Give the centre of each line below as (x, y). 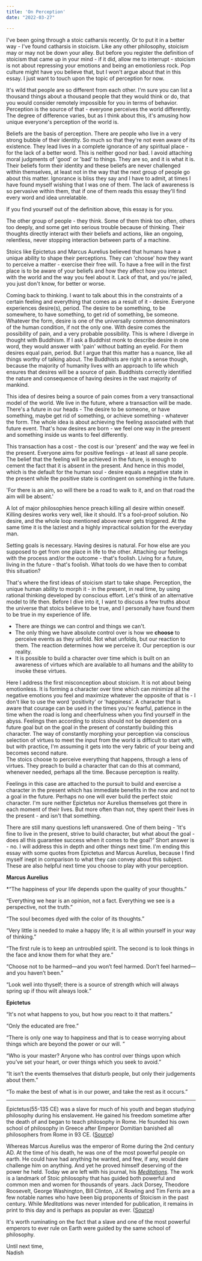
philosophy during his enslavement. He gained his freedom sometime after (99, 1115)
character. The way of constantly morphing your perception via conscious (98, 733)
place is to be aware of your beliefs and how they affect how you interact (97, 271)
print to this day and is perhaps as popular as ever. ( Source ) (80, 1210)
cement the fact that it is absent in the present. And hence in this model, (96, 465)
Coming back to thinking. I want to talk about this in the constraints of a (94, 295)
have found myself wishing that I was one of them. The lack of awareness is (100, 185)
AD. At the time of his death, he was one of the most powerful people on (96, 1152)
